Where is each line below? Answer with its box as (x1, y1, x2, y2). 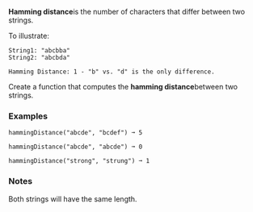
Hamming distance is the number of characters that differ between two (8, 7, 245, 16)
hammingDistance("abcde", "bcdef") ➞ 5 (8, 129, 143, 137)
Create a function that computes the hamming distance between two (8, 82, 238, 91)
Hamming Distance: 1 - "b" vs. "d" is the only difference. (8, 68, 216, 76)
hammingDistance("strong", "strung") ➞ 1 (8, 157, 150, 165)
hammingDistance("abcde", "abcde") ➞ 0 (8, 143, 143, 152)
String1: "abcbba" (8, 47, 70, 55)
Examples (8, 110, 48, 122)
